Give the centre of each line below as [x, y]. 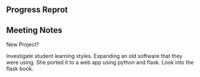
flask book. [20, 69]
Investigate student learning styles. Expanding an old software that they [94, 56]
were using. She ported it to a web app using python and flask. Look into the [100, 63]
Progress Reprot [37, 10]
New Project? [23, 45]
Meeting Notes [34, 30]
